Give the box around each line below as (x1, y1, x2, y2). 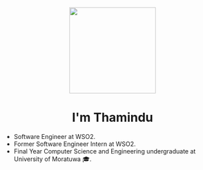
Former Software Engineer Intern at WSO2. (13, 140, 136, 148)
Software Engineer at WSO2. (13, 132, 96, 140)
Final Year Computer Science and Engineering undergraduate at (13, 147, 196, 155)
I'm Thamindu (72, 110, 153, 125)
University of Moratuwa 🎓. (13, 155, 92, 163)
